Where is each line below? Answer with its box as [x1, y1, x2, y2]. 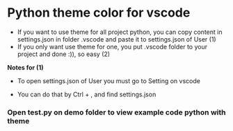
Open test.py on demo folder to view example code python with [7, 107, 226, 117]
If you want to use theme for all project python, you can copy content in [17, 28, 223, 36]
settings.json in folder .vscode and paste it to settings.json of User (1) [17, 35, 217, 43]
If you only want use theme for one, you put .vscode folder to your [17, 42, 207, 51]
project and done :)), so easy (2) [17, 50, 110, 58]
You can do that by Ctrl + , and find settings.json [17, 90, 156, 98]
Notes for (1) [7, 63, 44, 71]
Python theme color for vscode [7, 5, 191, 21]
